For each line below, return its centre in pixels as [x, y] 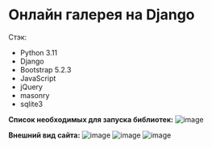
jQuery [31, 87]
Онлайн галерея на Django [102, 15]
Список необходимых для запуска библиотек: [91, 119]
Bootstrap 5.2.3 [46, 69]
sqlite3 [31, 104]
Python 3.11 [39, 52]
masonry [35, 95]
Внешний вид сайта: [44, 135]
